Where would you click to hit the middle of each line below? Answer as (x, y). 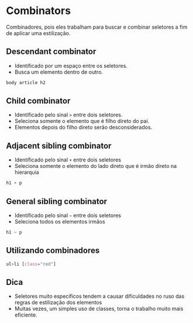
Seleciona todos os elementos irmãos (60, 221)
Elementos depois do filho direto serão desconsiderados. (83, 128)
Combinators (39, 11)
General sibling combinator (56, 201)
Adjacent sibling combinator (59, 145)
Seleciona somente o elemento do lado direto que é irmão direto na (96, 166)
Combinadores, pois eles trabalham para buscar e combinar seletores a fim (97, 27)
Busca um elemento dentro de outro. (59, 72)
